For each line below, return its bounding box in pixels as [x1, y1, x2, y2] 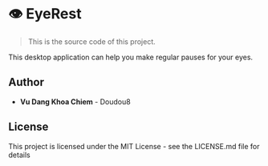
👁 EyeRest [8, 5, 82, 23]
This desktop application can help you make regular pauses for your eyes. [8, 52, 254, 62]
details [8, 150, 30, 160]
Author [8, 75, 44, 89]
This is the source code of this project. [27, 36, 156, 47]
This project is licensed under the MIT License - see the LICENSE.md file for [8, 141, 260, 151]
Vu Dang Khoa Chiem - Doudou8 [19, 96, 131, 107]
